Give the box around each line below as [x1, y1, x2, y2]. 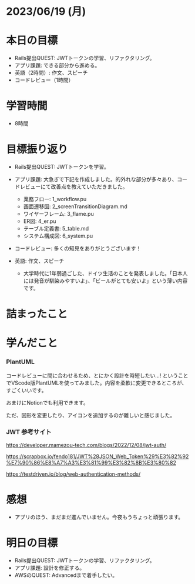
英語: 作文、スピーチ [14, 258, 65, 264]
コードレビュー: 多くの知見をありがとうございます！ [14, 245, 142, 252]
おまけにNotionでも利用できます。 [6, 399, 89, 406]
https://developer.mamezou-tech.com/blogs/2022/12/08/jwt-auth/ [6, 441, 167, 448]
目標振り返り [6, 143, 69, 156]
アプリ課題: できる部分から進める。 [14, 62, 100, 69]
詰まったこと [6, 308, 68, 321]
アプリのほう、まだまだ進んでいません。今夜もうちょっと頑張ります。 [14, 513, 184, 520]
